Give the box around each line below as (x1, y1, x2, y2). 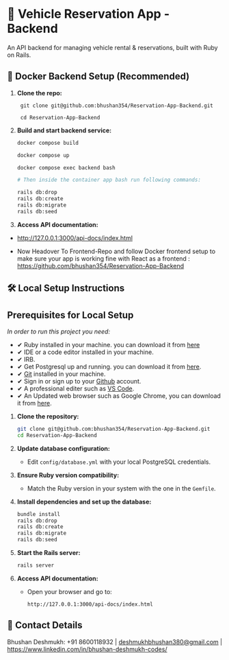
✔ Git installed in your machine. (16, 370, 106, 378)
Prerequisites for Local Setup (7, 309, 134, 321)
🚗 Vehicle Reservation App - (7, 6, 170, 22)
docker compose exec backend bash (16, 164, 116, 171)
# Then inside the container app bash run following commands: (16, 176, 202, 184)
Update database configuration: (16, 444, 111, 452)
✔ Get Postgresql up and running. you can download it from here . (16, 362, 202, 370)
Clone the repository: (16, 412, 79, 421)
